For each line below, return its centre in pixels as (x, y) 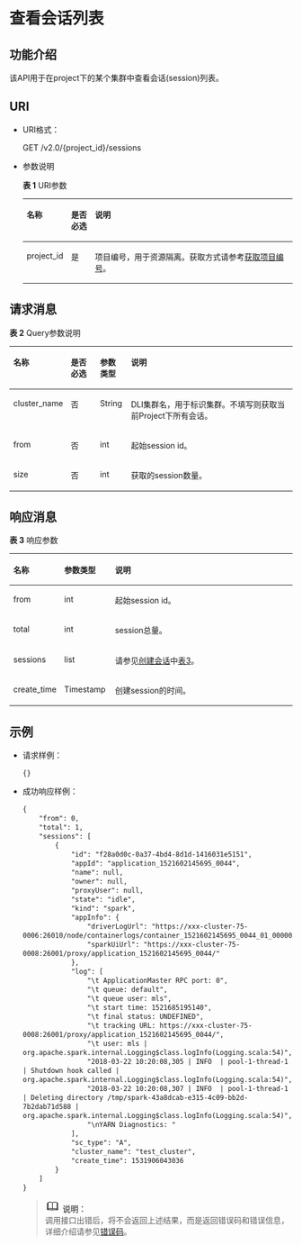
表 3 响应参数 (34, 541)
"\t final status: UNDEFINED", (145, 1017)
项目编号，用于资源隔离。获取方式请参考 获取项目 (186, 257)
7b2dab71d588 (47, 1107)
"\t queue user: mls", (129, 999)
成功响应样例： (50, 791)
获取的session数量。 (169, 476)
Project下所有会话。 (176, 415)
